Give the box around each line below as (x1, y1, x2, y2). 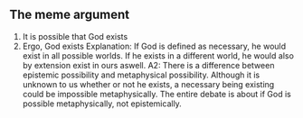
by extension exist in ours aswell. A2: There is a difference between (22, 59, 275, 70)
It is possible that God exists (22, 31, 128, 41)
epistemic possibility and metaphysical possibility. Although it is (22, 69, 260, 80)
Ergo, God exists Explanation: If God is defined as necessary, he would (22, 41, 287, 51)
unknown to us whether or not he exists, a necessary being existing (22, 78, 275, 89)
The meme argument (9, 7, 129, 23)
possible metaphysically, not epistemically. (22, 98, 183, 109)
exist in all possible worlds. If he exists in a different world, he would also (22, 50, 294, 61)
